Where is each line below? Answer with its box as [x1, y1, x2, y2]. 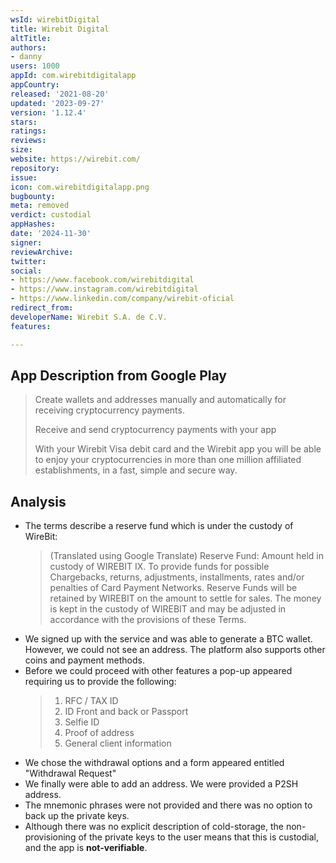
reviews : [10, 136, 47, 146]
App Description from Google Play [10, 367, 227, 384]
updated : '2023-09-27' [10, 98, 105, 108]
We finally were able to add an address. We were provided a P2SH [24, 778, 299, 790]
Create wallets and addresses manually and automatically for [34, 394, 287, 406]
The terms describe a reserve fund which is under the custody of [24, 520, 294, 532]
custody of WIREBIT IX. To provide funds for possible [49, 561, 270, 573]
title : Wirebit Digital [10, 24, 110, 34]
